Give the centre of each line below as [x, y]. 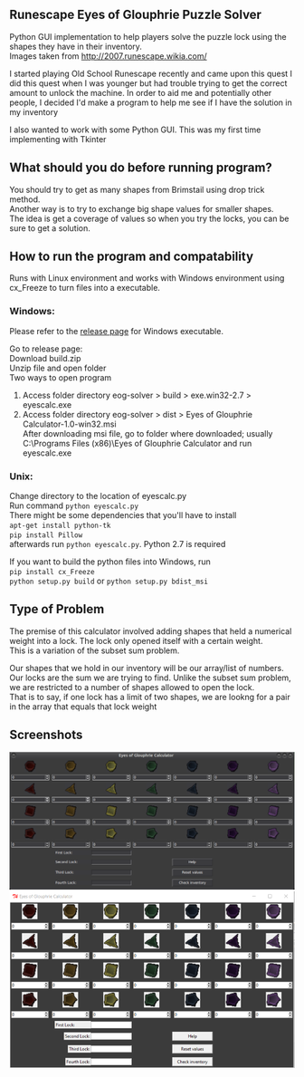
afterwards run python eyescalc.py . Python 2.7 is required [118, 544]
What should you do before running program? [141, 168]
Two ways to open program [61, 377]
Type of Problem [57, 609]
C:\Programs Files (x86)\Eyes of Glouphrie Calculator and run [137, 443]
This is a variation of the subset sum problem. [95, 650]
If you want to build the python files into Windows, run [110, 562]
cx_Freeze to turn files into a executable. [85, 288]
